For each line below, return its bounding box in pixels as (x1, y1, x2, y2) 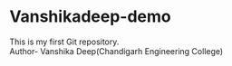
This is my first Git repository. (9, 36, 120, 47)
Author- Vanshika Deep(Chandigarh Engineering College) (9, 45, 224, 56)
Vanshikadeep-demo (9, 6, 171, 27)
